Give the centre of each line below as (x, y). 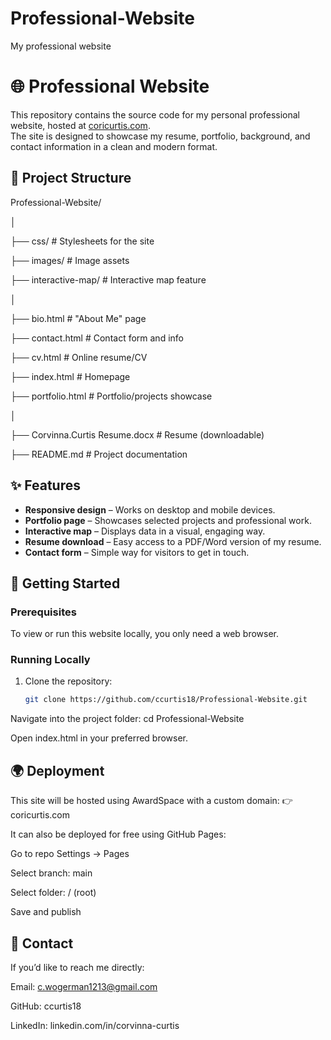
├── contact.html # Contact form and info (97, 338)
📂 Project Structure (71, 178)
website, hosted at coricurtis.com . (80, 125)
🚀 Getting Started (65, 583)
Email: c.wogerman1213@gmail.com (84, 986)
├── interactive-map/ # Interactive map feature (108, 279)
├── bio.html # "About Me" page (78, 318)
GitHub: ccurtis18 (46, 1006)
